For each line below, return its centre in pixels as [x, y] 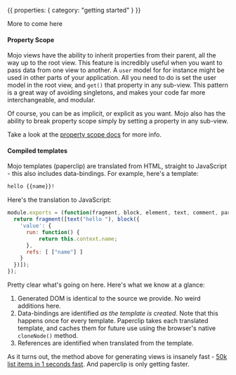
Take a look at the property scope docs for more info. [84, 135]
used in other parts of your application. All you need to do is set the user [112, 78]
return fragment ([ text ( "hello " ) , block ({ [77, 219]
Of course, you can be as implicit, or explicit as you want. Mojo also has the [117, 114]
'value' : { [36, 226]
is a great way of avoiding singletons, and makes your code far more [106, 93]
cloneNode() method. [48, 336]
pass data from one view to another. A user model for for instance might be [116, 70]
